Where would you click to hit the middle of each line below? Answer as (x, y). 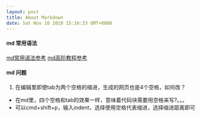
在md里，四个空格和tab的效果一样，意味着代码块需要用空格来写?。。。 (101, 100)
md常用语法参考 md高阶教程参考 (47, 57)
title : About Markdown (35, 17)
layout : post (23, 12)
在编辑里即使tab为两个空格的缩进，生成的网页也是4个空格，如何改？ (100, 87)
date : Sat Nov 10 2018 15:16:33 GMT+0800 (59, 23)
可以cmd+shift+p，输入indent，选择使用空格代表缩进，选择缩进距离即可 (105, 107)
